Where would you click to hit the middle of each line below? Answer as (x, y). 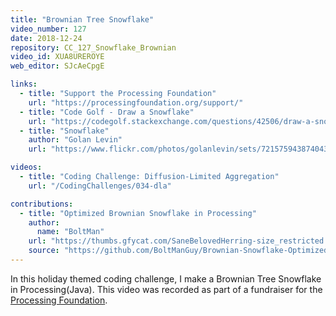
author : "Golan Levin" (75, 140)
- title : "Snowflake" (64, 131)
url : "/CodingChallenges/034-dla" (100, 186)
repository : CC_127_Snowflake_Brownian (93, 47)
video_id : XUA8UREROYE (57, 57)
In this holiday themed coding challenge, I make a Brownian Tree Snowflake (166, 278)
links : (24, 84)
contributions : (42, 204)
